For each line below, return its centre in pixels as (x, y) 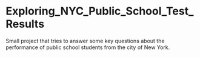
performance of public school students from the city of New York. (88, 47)
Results (25, 24)
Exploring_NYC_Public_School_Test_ (100, 11)
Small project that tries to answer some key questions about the (85, 41)
